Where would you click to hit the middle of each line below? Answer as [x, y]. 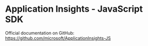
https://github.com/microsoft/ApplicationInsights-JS [58, 38]
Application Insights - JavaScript [74, 9]
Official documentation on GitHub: [40, 33]
